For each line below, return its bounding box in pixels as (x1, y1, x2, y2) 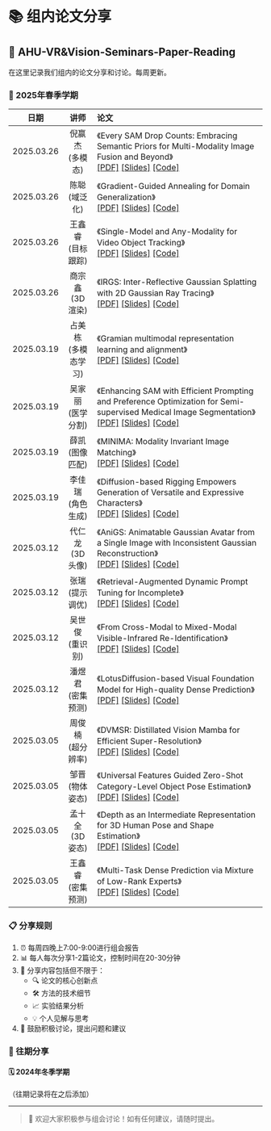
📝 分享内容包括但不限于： (19, 966, 105, 975)
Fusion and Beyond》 (96, 151, 173, 162)
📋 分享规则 (8, 920, 52, 932)
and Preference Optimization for (96, 396, 219, 408)
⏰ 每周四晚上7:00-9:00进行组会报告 (19, 942, 140, 953)
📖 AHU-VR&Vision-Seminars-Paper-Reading (8, 45, 236, 59)
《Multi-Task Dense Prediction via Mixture (96, 865, 254, 876)
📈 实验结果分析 (31, 1000, 85, 1010)
